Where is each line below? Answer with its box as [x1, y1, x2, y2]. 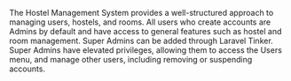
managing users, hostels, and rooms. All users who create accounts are [9, 17, 271, 27]
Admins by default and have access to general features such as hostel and [9, 26, 282, 36]
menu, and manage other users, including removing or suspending [9, 55, 253, 64]
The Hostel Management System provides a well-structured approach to [9, 8, 274, 18]
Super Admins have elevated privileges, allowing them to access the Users [9, 45, 282, 55]
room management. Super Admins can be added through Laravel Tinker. [9, 35, 273, 46]
